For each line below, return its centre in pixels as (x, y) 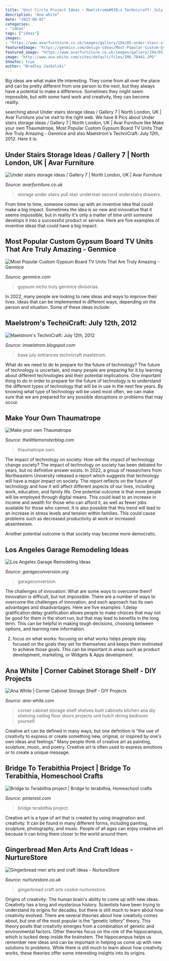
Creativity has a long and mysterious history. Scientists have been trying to (83, 904)
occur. (12, 402)
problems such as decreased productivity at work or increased (70, 519)
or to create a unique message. (37, 752)
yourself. (27, 721)
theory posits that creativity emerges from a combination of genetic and (80, 926)
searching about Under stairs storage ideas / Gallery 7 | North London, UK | (83, 112)
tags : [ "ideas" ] (22, 33)
